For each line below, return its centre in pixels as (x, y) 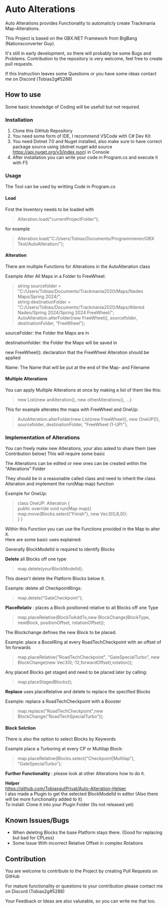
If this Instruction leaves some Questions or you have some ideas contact (81, 73)
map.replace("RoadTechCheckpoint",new (60, 711)
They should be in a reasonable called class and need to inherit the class (80, 479)
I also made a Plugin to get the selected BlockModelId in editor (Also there (82, 794)
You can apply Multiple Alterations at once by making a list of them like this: (83, 390)
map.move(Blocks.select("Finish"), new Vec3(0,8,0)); (72, 514)
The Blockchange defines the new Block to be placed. (61, 633)
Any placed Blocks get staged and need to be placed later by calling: (76, 672)
